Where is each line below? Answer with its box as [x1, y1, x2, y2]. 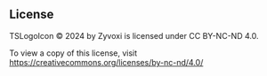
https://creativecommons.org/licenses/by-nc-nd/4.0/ [9, 57, 204, 67]
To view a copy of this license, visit [9, 48, 138, 58]
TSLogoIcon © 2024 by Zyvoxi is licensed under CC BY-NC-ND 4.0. [9, 30, 259, 41]
